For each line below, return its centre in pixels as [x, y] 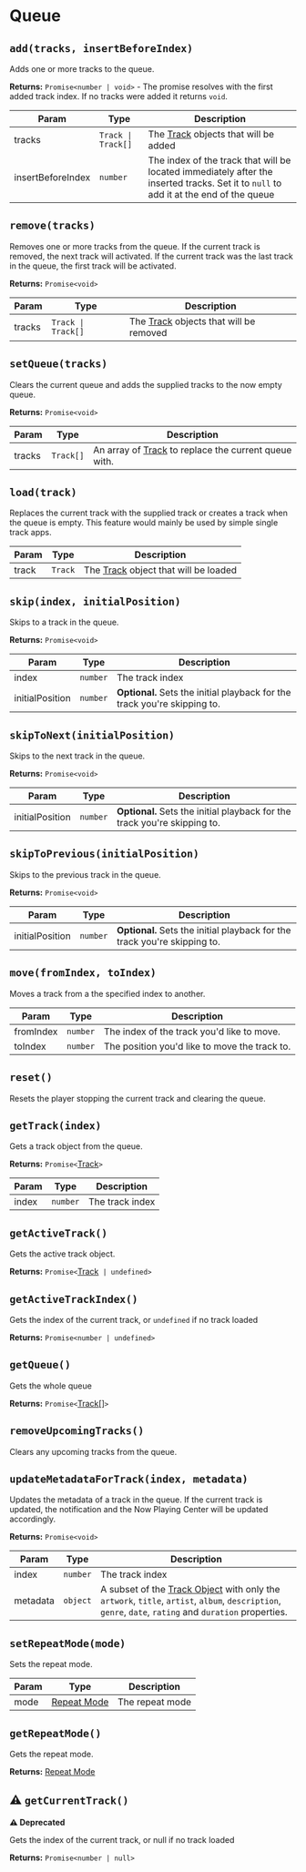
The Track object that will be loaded [160, 570]
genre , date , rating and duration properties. [194, 1613]
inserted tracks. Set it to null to [215, 183]
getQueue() [40, 1365]
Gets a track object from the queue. [76, 1146]
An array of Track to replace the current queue [192, 450]
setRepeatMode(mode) [68, 1643]
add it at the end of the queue [211, 194]
